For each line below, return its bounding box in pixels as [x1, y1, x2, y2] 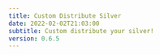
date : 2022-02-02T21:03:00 [8, 19, 100, 27]
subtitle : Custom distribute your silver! [8, 27, 154, 35]
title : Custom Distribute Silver [8, 11, 122, 20]
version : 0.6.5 [8, 34, 60, 43]
